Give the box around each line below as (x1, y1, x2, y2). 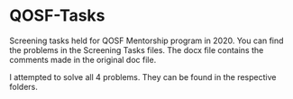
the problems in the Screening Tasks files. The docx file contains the (9, 44, 264, 55)
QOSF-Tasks (9, 5, 105, 26)
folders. (9, 81, 38, 92)
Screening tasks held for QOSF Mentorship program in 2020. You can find (9, 35, 284, 46)
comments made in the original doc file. (9, 54, 157, 65)
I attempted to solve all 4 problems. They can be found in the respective (9, 71, 277, 82)
